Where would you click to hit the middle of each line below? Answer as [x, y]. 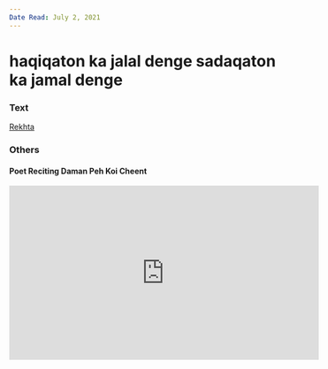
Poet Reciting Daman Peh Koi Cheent [78, 171]
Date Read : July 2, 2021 [55, 17]
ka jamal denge [66, 80]
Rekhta [22, 127]
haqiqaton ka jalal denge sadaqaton [143, 61]
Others [24, 150]
